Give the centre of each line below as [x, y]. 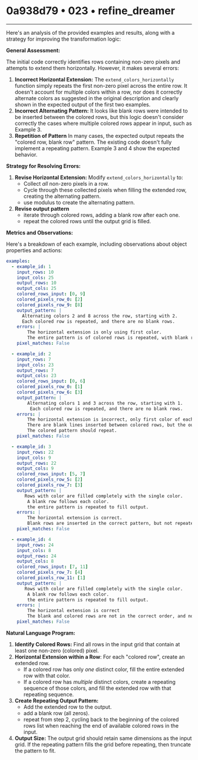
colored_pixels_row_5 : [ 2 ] [50, 480]
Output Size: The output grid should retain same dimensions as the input [103, 738]
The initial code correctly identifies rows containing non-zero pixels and [93, 62]
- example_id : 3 [31, 447]
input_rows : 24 [35, 545]
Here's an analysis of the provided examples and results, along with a [90, 32]
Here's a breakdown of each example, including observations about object [97, 244]
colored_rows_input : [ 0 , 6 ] [51, 381]
